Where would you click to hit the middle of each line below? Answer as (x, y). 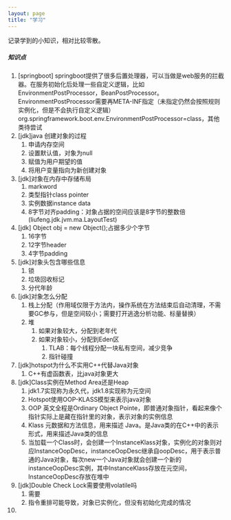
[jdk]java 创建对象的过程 (52, 136)
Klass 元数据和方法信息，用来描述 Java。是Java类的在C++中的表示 (123, 425)
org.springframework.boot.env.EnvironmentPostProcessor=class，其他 (119, 119)
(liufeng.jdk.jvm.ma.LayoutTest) (73, 220)
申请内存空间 (46, 144)
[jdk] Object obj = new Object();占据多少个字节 (84, 228)
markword (43, 187)
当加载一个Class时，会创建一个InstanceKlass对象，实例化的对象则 (122, 442)
